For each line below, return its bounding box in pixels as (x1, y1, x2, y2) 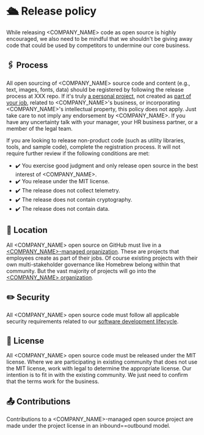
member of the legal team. (6, 125, 73, 132)
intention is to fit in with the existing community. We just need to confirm (6, 371, 188, 379)
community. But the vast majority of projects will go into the (6, 267, 156, 274)
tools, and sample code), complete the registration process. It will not (6, 143, 181, 150)
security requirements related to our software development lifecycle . (6, 318, 179, 325)
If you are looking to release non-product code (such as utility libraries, (6, 136, 185, 144)
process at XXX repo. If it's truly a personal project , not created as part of (6, 92, 191, 100)
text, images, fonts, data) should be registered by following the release (6, 86, 184, 93)
